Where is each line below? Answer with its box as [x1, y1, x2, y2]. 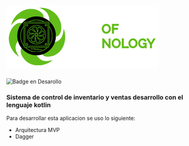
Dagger [15, 133, 35, 141]
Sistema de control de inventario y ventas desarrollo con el [6, 93, 184, 101]
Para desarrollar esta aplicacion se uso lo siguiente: [6, 115, 136, 122]
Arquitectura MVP [15, 126, 60, 134]
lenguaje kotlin [6, 100, 51, 109]
